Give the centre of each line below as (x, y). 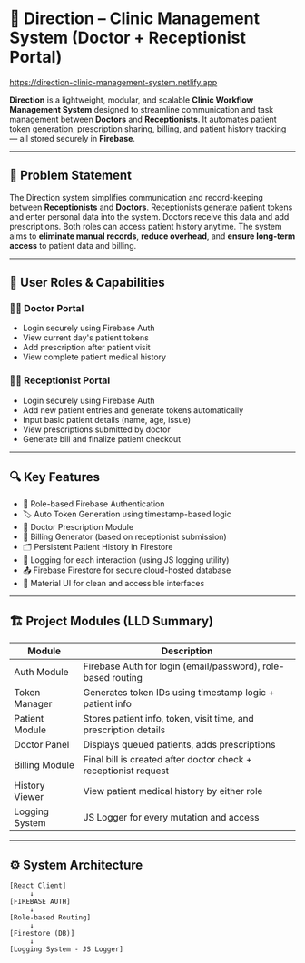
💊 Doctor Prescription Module (78, 526)
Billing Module (44, 765)
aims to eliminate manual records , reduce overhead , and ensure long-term (152, 236)
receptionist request (126, 771)
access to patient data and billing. (73, 245)
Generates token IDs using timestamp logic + (179, 693)
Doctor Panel (42, 745)
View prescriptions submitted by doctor (96, 429)
